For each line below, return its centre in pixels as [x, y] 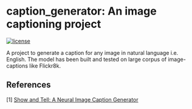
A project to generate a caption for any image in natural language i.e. [92, 52]
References [29, 85]
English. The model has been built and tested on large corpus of [87, 59]
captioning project [54, 24]
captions [17, 66]
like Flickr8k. [45, 66]
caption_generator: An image [81, 11]
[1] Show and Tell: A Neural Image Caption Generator [72, 99]
